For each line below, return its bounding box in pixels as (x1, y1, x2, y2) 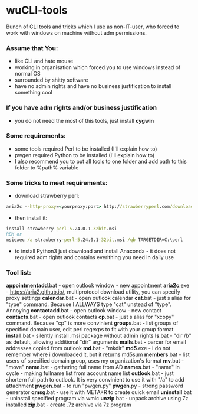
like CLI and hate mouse (14, 57, 74, 65)
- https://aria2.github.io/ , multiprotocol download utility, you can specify (6, 288, 181, 295)
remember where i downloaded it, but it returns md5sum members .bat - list (6, 351, 190, 358)
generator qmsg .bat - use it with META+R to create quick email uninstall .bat (6, 388, 192, 396)
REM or (6, 231, 22, 237)
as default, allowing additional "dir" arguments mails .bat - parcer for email (6, 338, 187, 345)
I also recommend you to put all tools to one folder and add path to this (14, 158, 187, 165)
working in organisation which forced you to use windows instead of (14, 64, 181, 71)
